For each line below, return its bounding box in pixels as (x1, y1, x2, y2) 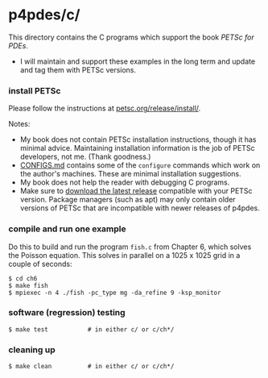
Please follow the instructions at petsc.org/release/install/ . (8, 103, 201, 114)
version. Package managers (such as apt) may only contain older (19, 195, 236, 205)
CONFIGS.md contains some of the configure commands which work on (19, 160, 261, 170)
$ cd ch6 (8, 274, 38, 283)
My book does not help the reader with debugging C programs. (19, 177, 230, 187)
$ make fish (8, 281, 48, 289)
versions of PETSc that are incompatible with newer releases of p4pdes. (19, 203, 260, 213)
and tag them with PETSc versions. (19, 64, 137, 74)
